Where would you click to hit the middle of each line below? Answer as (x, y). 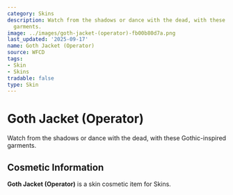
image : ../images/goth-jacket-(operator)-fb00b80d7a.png (91, 33)
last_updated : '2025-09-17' (48, 40)
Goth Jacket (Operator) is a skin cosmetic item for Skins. (89, 184)
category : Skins (31, 14)
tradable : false (31, 78)
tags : (15, 59)
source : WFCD (26, 53)
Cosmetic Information (56, 167)
